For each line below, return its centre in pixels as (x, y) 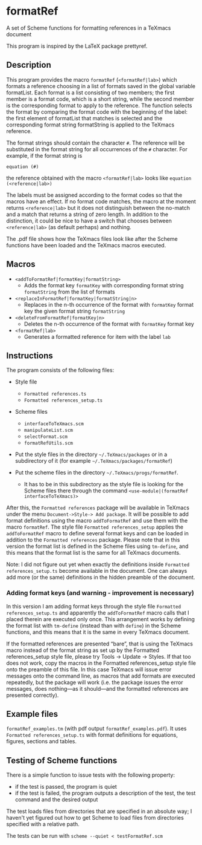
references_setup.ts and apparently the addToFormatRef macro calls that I (98, 613)
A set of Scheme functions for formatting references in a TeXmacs (89, 28)
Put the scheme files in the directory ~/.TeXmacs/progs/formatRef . (97, 472)
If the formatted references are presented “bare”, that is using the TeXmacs (99, 644)
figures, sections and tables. (42, 742)
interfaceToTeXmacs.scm (54, 424)
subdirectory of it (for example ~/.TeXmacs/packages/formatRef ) (94, 461)
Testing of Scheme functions (62, 760)
